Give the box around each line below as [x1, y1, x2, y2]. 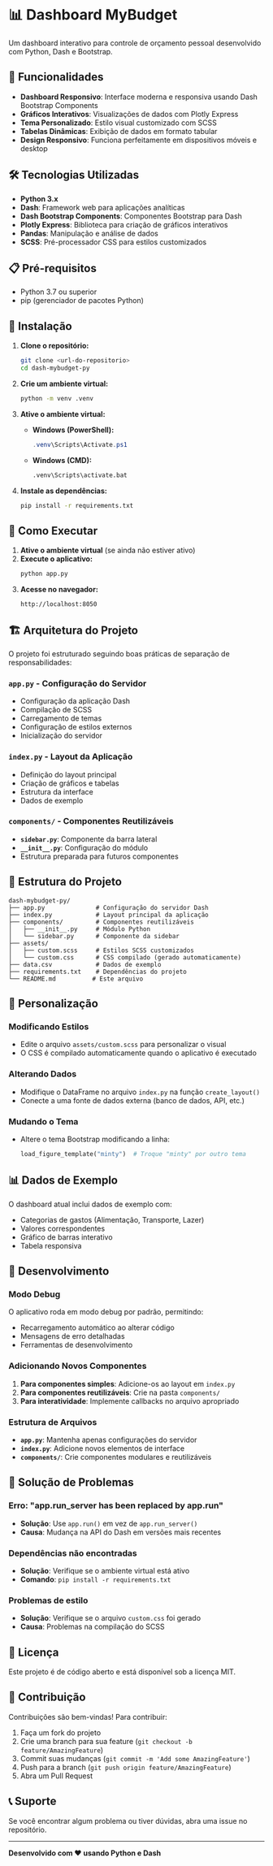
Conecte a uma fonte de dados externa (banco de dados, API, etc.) [19, 1095, 245, 1105]
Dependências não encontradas [8, 1548, 137, 1559]
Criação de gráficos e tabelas [19, 778, 119, 788]
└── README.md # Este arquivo [8, 975, 144, 983]
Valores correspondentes [19, 1223, 106, 1233]
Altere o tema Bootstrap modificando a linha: [19, 1134, 171, 1144]
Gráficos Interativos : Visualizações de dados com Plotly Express [19, 109, 239, 119]
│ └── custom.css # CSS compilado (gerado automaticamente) [8, 953, 242, 962]
